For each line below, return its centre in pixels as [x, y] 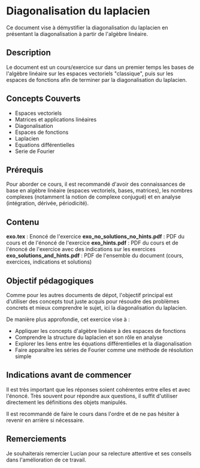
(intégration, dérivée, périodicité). [47, 203]
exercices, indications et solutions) [49, 262]
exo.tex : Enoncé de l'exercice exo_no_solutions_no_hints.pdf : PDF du [95, 237]
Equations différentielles [45, 145]
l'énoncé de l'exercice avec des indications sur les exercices [81, 249]
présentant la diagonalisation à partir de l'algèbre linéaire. [77, 33]
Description [28, 53]
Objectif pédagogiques [50, 281]
